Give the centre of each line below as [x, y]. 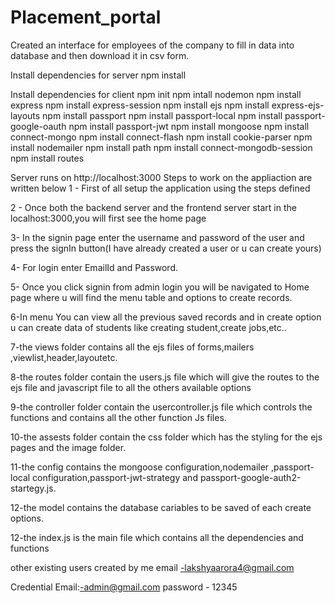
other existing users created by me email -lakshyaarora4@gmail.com [152, 567]
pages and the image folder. [68, 447]
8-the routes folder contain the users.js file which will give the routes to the [165, 377]
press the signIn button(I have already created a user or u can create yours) [166, 248]
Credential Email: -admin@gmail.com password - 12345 [124, 587]
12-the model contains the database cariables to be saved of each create [161, 507]
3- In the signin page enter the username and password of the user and [157, 237]
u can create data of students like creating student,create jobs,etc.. [148, 327]
